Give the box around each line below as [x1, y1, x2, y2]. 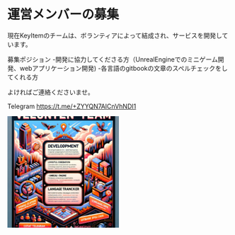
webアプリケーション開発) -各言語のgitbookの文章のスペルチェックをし [19, 64, 228, 72]
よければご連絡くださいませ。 [7, 88, 94, 96]
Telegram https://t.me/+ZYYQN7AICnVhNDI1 [7, 102, 137, 110]
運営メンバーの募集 [7, 6, 120, 23]
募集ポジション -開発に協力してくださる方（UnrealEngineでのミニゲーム [7, 55, 218, 64]
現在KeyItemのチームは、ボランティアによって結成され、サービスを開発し [7, 31, 222, 40]
